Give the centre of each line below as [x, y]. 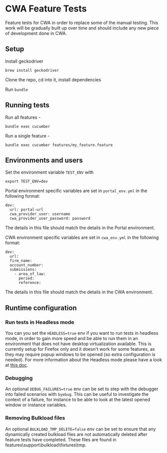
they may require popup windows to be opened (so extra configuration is [80, 355]
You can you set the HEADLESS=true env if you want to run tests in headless [82, 333]
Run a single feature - [27, 135]
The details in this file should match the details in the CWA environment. [79, 292]
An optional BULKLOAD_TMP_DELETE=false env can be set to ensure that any [80, 429]
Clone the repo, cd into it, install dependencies [53, 80]
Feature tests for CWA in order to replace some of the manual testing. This [82, 23]
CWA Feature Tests [46, 9]
